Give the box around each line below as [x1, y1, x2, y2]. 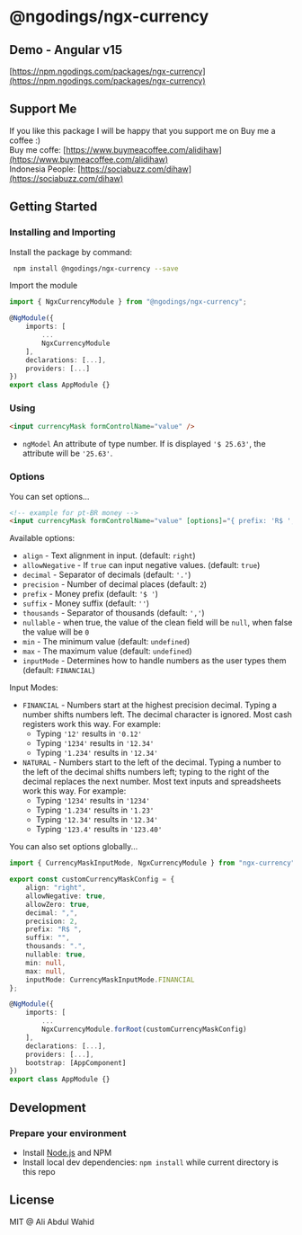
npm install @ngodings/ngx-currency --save [13, 263, 179, 273]
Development [9, 1099, 87, 1115]
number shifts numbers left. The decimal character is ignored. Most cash [22, 709, 292, 720]
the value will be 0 [22, 626, 90, 637]
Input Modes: [9, 682, 58, 693]
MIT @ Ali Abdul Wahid [9, 1216, 94, 1227]
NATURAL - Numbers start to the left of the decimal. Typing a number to [22, 757, 281, 768]
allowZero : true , [25, 900, 91, 909]
